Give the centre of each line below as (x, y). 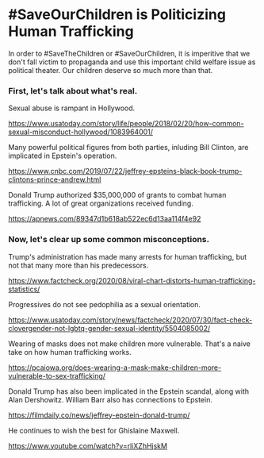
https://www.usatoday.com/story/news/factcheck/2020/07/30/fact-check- (130, 320)
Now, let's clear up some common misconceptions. (109, 240)
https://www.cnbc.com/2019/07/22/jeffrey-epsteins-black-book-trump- (125, 171)
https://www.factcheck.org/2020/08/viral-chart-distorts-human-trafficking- (132, 280)
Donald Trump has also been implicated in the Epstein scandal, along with (129, 391)
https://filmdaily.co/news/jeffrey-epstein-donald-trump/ (99, 415)
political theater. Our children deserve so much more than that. (111, 70)
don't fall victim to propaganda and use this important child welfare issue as (132, 62)
